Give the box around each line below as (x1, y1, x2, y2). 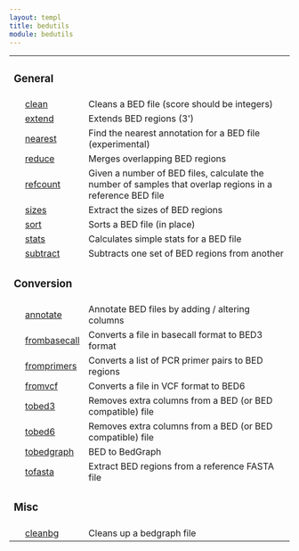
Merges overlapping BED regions (88, 152, 227, 165)
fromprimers (25, 360, 77, 373)
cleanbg (25, 527, 60, 539)
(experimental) (88, 138, 150, 151)
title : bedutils (9, 21, 69, 30)
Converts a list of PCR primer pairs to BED (88, 354, 263, 366)
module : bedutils (9, 29, 74, 38)
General (13, 71, 54, 86)
